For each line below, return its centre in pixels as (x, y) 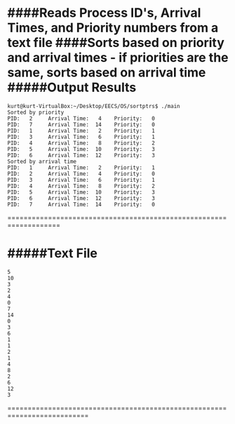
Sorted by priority (36, 112)
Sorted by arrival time (42, 161)
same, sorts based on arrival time (107, 73)
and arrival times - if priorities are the (118, 58)
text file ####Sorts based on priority (116, 43)
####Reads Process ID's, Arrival (104, 13)
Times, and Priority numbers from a (113, 28)
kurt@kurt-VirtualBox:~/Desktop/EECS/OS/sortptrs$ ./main (94, 106)
